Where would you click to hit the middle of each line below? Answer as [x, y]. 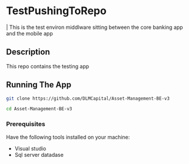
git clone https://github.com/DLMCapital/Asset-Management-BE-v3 [88, 99]
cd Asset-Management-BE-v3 [39, 109]
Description [28, 52]
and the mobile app [29, 33]
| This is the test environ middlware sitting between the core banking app [95, 27]
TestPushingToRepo [57, 11]
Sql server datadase [39, 155]
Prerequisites [26, 124]
